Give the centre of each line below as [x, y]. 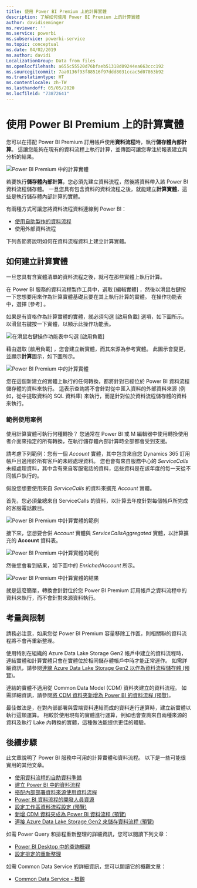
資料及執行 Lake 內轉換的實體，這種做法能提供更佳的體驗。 [78, 722]
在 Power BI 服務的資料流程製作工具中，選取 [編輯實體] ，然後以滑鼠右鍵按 [96, 289]
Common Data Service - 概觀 [50, 879]
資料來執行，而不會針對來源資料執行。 [52, 597]
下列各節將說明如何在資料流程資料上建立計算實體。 [68, 241]
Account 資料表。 [39, 540]
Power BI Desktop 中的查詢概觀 [52, 847]
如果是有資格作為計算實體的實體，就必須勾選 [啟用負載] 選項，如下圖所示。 [97, 316]
